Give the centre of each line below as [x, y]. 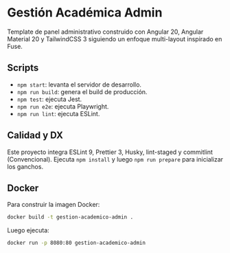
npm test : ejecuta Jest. [49, 99]
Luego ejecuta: [28, 230]
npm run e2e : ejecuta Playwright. [63, 106]
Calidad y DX [35, 135]
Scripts [23, 68]
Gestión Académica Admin [85, 13]
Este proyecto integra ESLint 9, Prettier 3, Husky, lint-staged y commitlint [110, 152]
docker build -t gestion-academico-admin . [70, 217]
